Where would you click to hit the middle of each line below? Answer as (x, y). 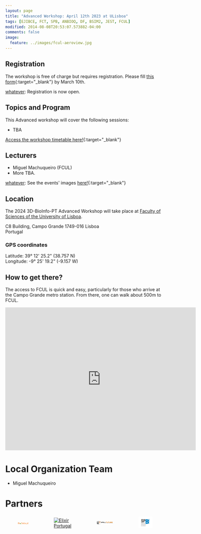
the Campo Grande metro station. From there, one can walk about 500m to (83, 295)
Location (20, 199)
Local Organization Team (59, 469)
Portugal (14, 232)
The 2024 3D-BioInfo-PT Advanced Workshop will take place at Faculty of (83, 211)
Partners (24, 504)
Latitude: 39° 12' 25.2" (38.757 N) (40, 256)
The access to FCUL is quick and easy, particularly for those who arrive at (83, 290)
